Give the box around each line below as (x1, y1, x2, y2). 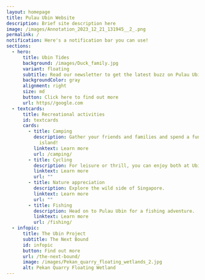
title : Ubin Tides (22, 54, 70, 61)
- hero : (12, 49, 32, 55)
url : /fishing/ (33, 219, 72, 226)
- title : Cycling (28, 157, 72, 163)
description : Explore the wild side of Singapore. (33, 185, 165, 191)
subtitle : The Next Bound (22, 236, 88, 242)
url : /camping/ (33, 151, 72, 157)
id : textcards (22, 117, 59, 123)
